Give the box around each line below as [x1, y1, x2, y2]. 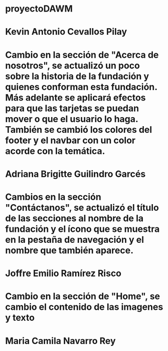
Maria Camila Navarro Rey [5, 335, 116, 346]
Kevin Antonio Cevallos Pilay [5, 26, 127, 38]
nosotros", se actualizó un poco [5, 60, 140, 71]
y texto [5, 312, 35, 323]
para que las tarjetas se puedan [5, 103, 139, 114]
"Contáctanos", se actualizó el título [5, 202, 159, 213]
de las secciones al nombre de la [5, 212, 144, 224]
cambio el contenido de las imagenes [5, 301, 163, 313]
